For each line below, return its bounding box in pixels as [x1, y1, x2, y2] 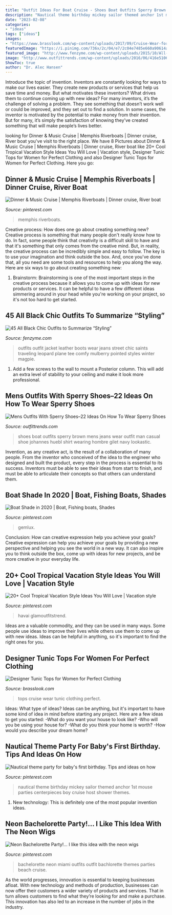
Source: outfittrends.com [5, 423, 58, 429]
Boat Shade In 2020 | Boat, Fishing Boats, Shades [5, 490, 166, 499]
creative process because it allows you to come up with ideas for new [12, 280, 160, 286]
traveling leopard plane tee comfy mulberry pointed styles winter [17, 350, 155, 356]
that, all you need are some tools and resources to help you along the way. [5, 259, 162, 265]
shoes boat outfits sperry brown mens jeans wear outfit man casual [17, 433, 160, 440]
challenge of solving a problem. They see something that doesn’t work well [5, 101, 164, 107]
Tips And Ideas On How [5, 750, 82, 759]
